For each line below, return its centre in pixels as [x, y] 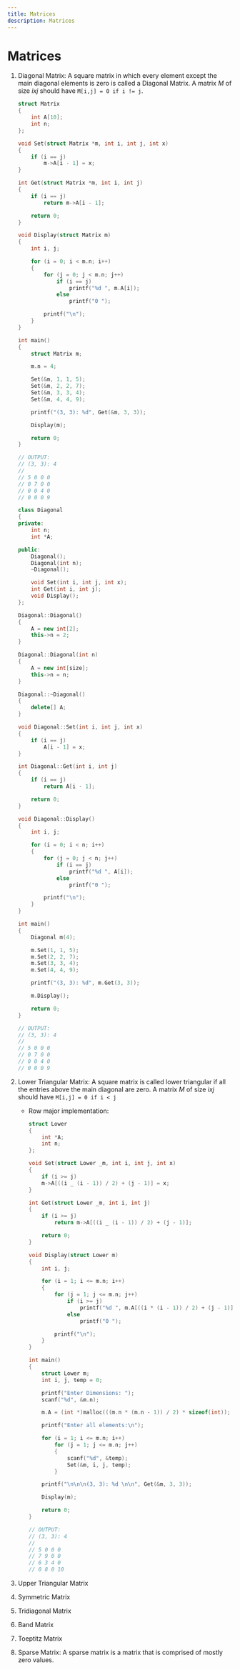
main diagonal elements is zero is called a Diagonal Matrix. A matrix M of [125, 84]
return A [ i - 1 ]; [69, 786]
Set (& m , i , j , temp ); [99, 1465]
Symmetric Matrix [44, 1597]
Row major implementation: [69, 1111]
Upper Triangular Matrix [53, 1584]
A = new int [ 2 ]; [55, 629]
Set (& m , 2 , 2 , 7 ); [58, 386]
